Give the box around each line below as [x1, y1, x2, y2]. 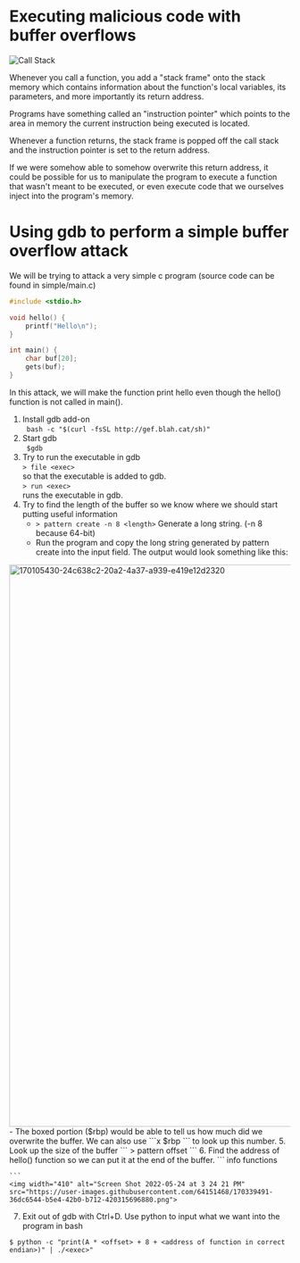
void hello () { [9, 313, 66, 322]
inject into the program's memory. [9, 190, 134, 201]
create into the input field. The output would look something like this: [35, 547, 288, 557]
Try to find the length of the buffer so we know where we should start [21, 498, 279, 510]
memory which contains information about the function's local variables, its [9, 81, 287, 92]
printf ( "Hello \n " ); [25, 322, 98, 330]
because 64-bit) [35, 527, 96, 538]
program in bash [21, 1220, 83, 1231]
